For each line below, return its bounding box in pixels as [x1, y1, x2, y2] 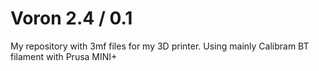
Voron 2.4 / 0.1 [10, 7, 133, 30]
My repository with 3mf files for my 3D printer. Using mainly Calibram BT [10, 40, 310, 52]
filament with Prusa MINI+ [10, 50, 118, 62]
